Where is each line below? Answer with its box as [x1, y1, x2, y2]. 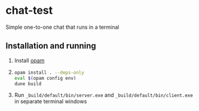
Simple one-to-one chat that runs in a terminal [5, 23, 120, 31]
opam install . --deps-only [14, 70, 84, 76]
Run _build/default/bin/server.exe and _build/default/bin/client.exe [14, 91, 194, 99]
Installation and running [5, 41, 96, 51]
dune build [14, 80, 42, 87]
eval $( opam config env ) [14, 75, 76, 81]
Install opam [14, 56, 45, 64]
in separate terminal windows [14, 98, 87, 105]
